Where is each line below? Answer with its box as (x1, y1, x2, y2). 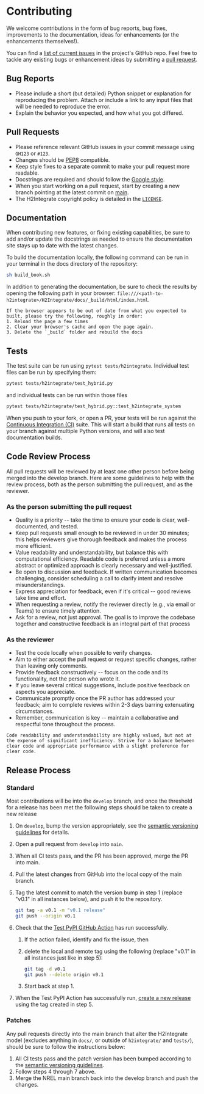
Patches (6, 1016, 32, 1024)
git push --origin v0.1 (15, 913, 76, 919)
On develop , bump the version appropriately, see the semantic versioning (15, 822, 199, 829)
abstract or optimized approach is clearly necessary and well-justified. (15, 561, 193, 569)
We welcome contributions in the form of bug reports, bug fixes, (6, 24, 167, 32)
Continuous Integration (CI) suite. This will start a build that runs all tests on (6, 420, 195, 428)
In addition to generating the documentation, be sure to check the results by (6, 283, 197, 291)
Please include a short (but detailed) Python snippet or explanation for (15, 90, 192, 97)
